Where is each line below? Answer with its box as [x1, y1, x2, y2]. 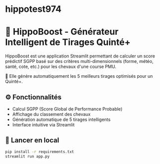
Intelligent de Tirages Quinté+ [5, 37, 131, 48]
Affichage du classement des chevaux [12, 111, 91, 117]
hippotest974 [5, 3, 62, 15]
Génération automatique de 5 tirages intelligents [12, 116, 110, 122]
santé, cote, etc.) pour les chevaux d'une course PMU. [5, 63, 116, 70]
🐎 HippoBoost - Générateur [5, 26, 119, 38]
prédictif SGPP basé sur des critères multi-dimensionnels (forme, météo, [5, 58, 154, 64]
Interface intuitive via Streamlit [12, 121, 75, 127]
